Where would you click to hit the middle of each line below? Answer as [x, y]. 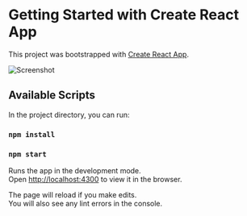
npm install [32, 134]
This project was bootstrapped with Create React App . [99, 54]
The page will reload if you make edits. [73, 194]
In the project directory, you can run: [69, 114]
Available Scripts [52, 96]
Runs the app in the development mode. [75, 170]
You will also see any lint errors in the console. [86, 203]
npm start [27, 154]
